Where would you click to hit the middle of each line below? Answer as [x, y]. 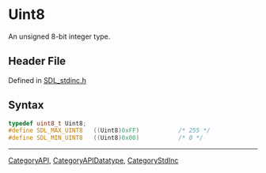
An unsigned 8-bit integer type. [59, 36]
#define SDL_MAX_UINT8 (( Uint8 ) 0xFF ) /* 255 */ [110, 131]
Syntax [26, 105]
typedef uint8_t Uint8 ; [47, 123]
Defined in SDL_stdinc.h [47, 80]
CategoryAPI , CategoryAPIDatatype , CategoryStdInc [93, 160]
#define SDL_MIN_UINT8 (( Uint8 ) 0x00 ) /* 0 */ [106, 138]
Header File [37, 61]
